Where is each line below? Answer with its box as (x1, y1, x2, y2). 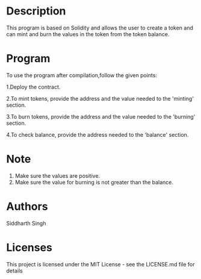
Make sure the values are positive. (14, 172, 100, 179)
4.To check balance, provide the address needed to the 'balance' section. (6, 131, 189, 138)
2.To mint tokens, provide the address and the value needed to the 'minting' (6, 95, 194, 102)
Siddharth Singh (6, 219, 46, 227)
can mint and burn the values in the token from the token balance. (6, 30, 170, 37)
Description (6, 4, 66, 18)
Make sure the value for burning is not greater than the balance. (14, 178, 173, 186)
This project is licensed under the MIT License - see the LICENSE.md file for (6, 260, 195, 268)
